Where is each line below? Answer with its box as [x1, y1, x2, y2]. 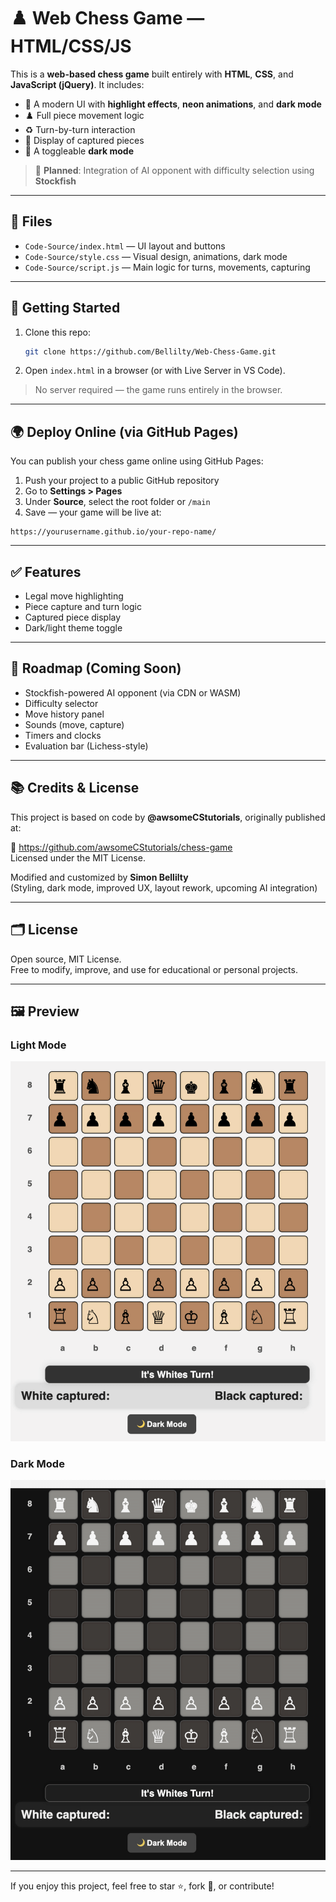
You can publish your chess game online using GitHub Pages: [10, 455, 264, 467]
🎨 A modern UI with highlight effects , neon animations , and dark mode [24, 98, 322, 110]
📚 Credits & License [10, 780, 140, 797]
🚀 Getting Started [10, 300, 121, 317]
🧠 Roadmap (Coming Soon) [10, 660, 182, 677]
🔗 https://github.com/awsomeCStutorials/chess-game [10, 841, 233, 853]
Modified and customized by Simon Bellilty [10, 871, 189, 883]
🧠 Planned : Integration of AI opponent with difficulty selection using [34, 164, 315, 176]
